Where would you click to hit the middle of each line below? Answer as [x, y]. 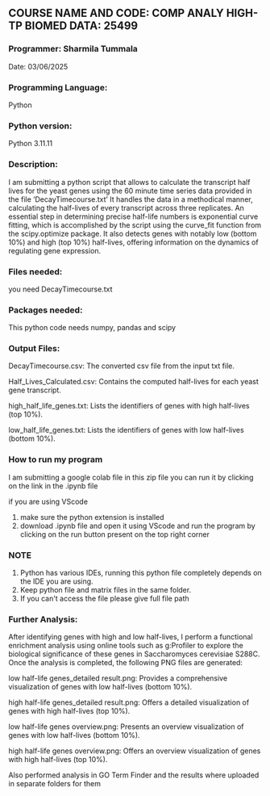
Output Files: [34, 349]
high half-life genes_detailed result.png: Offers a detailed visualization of [129, 702]
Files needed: [35, 271]
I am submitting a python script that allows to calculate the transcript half [129, 182]
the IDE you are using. [57, 581]
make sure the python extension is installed [92, 517]
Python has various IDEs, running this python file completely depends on [141, 573]
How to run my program [56, 459]
